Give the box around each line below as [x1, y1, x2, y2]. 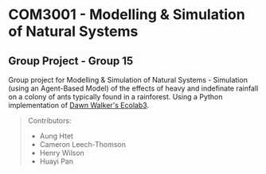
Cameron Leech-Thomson [39, 140, 126, 149]
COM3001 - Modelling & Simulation [8, 6, 245, 24]
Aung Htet [39, 131, 74, 141]
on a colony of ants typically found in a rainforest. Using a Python [8, 92, 223, 101]
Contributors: [27, 116, 72, 125]
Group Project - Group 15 [8, 54, 134, 68]
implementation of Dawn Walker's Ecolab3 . [8, 101, 150, 110]
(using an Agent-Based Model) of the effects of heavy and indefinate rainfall [8, 83, 259, 93]
